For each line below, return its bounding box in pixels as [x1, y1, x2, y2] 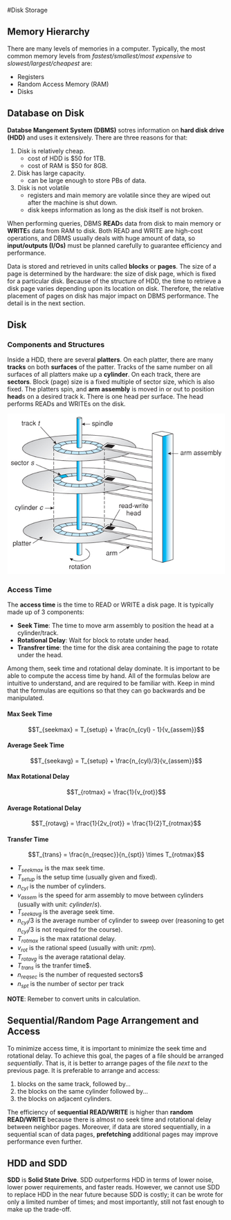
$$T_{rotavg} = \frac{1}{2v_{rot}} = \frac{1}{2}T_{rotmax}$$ [30, 819, 202, 828]
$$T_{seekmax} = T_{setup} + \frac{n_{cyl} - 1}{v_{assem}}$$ [27, 725, 205, 734]
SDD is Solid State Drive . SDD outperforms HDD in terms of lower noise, [7, 1176, 214, 1184]
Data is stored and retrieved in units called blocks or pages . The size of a [7, 262, 216, 270]
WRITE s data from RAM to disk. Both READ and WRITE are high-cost [7, 226, 203, 235]
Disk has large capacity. [17, 169, 86, 177]
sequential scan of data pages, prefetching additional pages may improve [7, 1130, 219, 1138]
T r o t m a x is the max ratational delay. [17, 935, 116, 944]
